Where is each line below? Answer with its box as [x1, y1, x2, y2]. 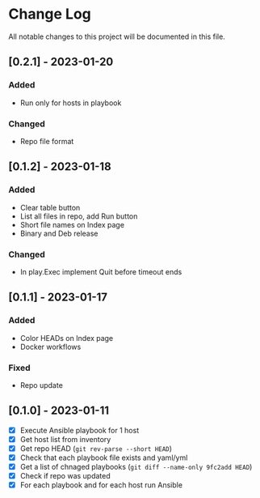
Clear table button [19, 202, 81, 212]
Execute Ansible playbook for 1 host [19, 425, 140, 435]
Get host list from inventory [19, 434, 111, 444]
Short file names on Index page [19, 219, 125, 229]
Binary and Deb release [19, 228, 99, 238]
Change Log [8, 5, 91, 23]
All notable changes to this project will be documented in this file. [8, 32, 226, 41]
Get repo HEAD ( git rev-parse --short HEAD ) [19, 443, 172, 453]
